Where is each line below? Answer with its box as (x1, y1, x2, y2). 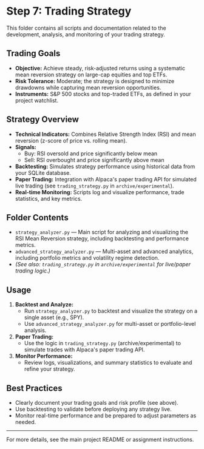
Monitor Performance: (15, 353, 73, 360)
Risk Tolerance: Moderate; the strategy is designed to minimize (15, 77, 175, 84)
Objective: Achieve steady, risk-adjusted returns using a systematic (15, 64, 185, 72)
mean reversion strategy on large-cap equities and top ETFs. (15, 71, 168, 78)
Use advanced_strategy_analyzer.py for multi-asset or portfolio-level (24, 320, 196, 328)
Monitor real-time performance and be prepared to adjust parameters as (15, 412, 197, 419)
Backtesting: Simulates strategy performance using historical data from (15, 163, 195, 170)
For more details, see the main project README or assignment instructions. (6, 436, 194, 443)
